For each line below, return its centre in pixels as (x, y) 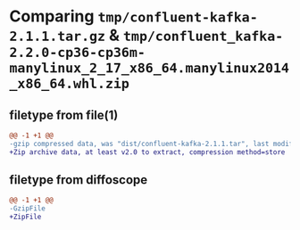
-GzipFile (28, 209)
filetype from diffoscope (79, 180)
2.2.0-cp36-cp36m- (77, 53)
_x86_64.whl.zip (69, 84)
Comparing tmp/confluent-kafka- (134, 16)
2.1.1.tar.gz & (65, 35)
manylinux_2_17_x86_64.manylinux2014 (150, 68)
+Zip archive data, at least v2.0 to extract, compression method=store (147, 152)
